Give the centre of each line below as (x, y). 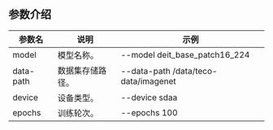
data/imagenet (148, 81)
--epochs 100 (149, 112)
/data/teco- (195, 71)
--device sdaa (149, 97)
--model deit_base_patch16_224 (185, 54)
